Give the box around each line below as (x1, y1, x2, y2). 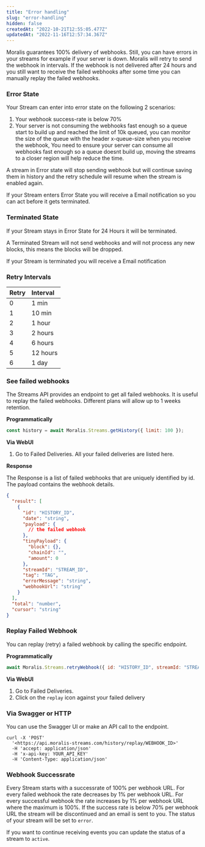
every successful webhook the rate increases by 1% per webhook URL (6, 797, 184, 805)
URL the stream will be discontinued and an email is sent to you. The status (6, 810, 195, 818)
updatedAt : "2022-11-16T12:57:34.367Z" (6, 32, 108, 38)
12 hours (31, 348, 58, 357)
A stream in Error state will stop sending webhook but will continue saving (6, 167, 192, 174)
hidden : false (6, 20, 43, 26)
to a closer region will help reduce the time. (15, 154, 124, 162)
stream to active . (6, 835, 50, 843)
